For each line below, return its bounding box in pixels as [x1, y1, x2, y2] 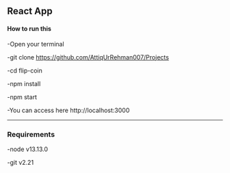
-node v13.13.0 [7, 145, 49, 153]
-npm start [7, 92, 38, 101]
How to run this [7, 24, 51, 33]
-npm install [7, 79, 41, 88]
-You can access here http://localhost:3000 [7, 106, 130, 114]
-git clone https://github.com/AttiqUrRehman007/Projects [7, 53, 169, 61]
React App [7, 5, 53, 17]
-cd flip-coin [7, 66, 42, 75]
